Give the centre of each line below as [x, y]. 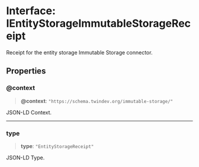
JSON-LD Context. [29, 112]
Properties [26, 71]
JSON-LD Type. [25, 158]
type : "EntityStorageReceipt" [57, 146]
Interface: [31, 11]
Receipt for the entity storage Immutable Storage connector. [79, 52]
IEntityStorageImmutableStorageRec [99, 23]
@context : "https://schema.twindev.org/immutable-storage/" [97, 101]
